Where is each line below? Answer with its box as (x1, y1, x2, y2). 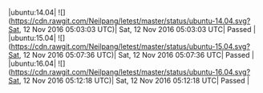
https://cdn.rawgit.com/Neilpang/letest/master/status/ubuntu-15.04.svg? (10, 42, 251, 51)
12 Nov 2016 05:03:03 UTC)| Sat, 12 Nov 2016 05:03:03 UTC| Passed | (22, 25, 257, 34)
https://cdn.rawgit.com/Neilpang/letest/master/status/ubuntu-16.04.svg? (10, 67, 251, 76)
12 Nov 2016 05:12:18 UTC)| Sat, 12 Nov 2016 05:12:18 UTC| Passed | (22, 76, 250, 85)
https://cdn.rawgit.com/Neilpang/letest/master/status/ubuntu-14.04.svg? (10, 16, 251, 26)
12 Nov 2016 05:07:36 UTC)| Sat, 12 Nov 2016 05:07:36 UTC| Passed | (22, 51, 255, 59)
